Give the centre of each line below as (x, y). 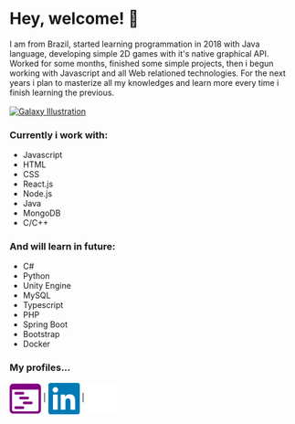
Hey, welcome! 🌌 (74, 19)
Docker (37, 344)
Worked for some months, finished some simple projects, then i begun (142, 63)
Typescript (43, 305)
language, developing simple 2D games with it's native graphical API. (139, 53)
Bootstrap (41, 334)
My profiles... (40, 367)
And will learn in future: (63, 246)
